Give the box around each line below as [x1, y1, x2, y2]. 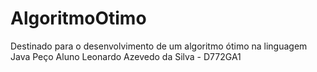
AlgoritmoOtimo [10, 7, 147, 30]
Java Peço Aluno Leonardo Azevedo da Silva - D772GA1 [10, 50, 242, 62]
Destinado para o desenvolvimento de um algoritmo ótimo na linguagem [10, 40, 308, 52]
